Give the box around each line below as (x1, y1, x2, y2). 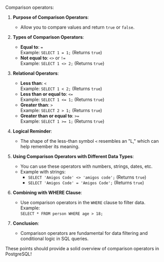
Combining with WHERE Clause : (12, 189, 83, 195)
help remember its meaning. (20, 143, 80, 149)
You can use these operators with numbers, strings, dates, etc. (20, 163, 153, 169)
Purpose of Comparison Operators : (12, 14, 89, 20)
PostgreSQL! (5, 251, 32, 257)
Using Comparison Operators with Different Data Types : (12, 154, 134, 159)
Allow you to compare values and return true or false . (20, 24, 135, 30)
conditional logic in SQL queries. (20, 235, 89, 242)
